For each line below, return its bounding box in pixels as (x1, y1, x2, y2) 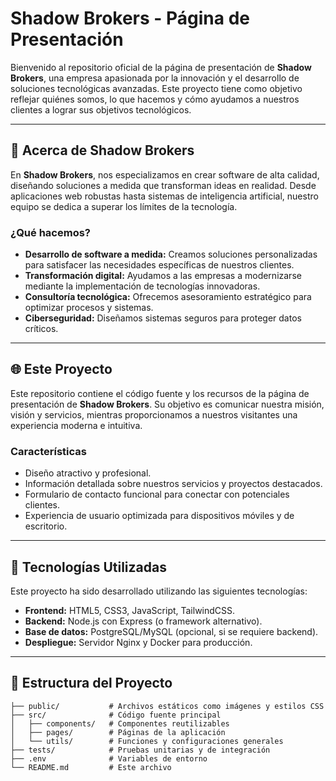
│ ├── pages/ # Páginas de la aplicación (10, 727, 226, 737)
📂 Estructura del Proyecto (10, 675, 173, 692)
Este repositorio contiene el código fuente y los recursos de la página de (10, 387, 310, 399)
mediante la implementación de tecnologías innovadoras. (24, 280, 261, 292)
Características (10, 444, 87, 458)
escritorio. (24, 520, 68, 532)
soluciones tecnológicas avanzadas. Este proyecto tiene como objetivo (10, 82, 303, 94)
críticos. (24, 323, 59, 335)
